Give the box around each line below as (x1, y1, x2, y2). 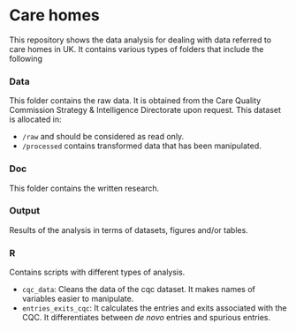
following (9, 53, 42, 64)
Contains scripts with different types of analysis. (9, 267, 186, 278)
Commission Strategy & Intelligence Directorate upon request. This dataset (9, 105, 281, 116)
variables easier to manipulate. (21, 293, 134, 305)
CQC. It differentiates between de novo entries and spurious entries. (21, 312, 271, 323)
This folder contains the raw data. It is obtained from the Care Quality (9, 95, 262, 106)
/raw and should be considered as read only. (21, 132, 185, 142)
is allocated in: (9, 114, 62, 124)
